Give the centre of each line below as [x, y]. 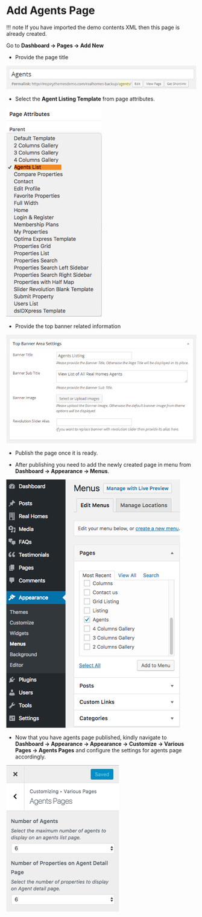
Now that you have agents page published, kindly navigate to [91, 737]
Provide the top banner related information [68, 326]
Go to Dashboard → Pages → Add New [55, 45]
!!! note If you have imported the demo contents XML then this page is [93, 27]
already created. [27, 33]
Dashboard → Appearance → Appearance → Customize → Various [99, 744]
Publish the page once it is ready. [56, 453]
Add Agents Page [51, 11]
